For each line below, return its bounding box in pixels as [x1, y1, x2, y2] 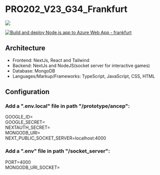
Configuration [5, 87, 50, 96]
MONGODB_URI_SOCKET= [5, 164, 60, 170]
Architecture [5, 44, 46, 52]
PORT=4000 [5, 159, 31, 165]
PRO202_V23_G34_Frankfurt [5, 3, 128, 15]
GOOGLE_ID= [5, 114, 33, 120]
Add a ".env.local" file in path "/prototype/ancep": [5, 102, 130, 109]
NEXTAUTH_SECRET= [5, 124, 51, 130]
